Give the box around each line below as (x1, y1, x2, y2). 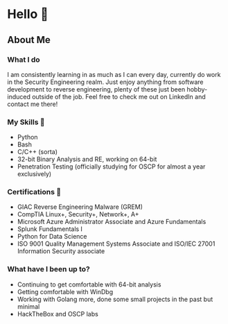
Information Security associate (17, 247, 105, 255)
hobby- (186, 85, 208, 93)
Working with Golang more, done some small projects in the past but (17, 295, 213, 303)
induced (7, 92, 31, 101)
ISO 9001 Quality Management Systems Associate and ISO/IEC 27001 (17, 239, 216, 248)
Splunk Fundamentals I (17, 225, 83, 233)
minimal (17, 302, 40, 311)
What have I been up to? (7, 264, 90, 274)
